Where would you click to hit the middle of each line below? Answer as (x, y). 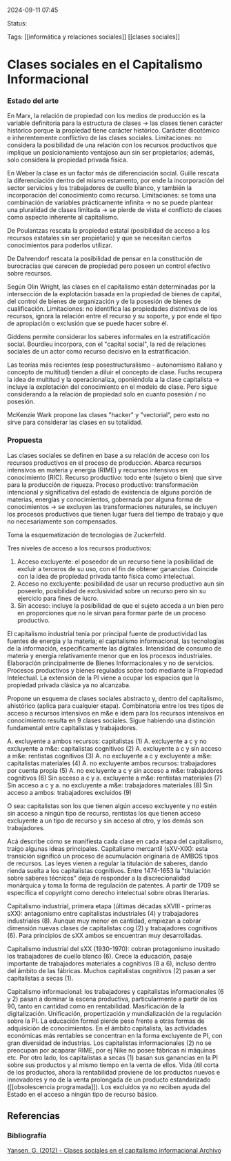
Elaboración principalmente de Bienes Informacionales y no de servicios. (111, 663)
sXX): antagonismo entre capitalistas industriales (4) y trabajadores (103, 913)
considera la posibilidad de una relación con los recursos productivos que (112, 145)
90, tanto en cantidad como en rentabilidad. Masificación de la (96, 1006)
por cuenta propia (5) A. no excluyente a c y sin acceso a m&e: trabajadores (115, 770)
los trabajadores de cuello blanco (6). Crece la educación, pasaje (100, 956)
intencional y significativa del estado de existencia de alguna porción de (110, 492)
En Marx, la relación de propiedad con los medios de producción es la (106, 116)
